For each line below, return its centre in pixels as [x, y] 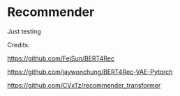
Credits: [18, 45]
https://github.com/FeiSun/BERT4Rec [61, 58]
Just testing [24, 31]
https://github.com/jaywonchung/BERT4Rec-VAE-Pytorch [90, 72]
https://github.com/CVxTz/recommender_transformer [84, 85]
